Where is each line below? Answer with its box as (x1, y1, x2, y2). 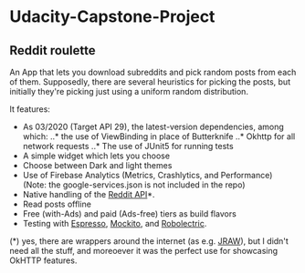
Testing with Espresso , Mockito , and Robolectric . (22, 218, 207, 228)
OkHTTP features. (9, 255, 78, 266)
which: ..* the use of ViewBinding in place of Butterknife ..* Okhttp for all (22, 131, 296, 142)
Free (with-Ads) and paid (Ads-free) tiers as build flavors (22, 208, 237, 219)
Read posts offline (22, 198, 91, 209)
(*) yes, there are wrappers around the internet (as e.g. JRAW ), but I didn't (9, 236, 289, 247)
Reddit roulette (9, 43, 96, 58)
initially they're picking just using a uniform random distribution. (9, 86, 249, 96)
